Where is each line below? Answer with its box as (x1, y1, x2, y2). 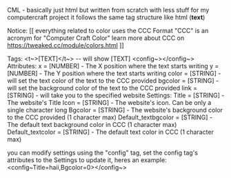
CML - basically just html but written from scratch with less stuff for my (7, 6, 210, 14)
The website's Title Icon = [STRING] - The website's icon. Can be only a (7, 99, 212, 106)
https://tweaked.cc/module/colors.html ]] (7, 41, 124, 49)
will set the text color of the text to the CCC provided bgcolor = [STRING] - (7, 77, 219, 85)
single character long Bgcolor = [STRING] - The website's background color (7, 106, 223, 114)
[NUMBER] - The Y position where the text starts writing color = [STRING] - (7, 69, 221, 77)
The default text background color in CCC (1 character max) (7, 121, 177, 128)
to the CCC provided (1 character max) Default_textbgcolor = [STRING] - (7, 113, 212, 121)
